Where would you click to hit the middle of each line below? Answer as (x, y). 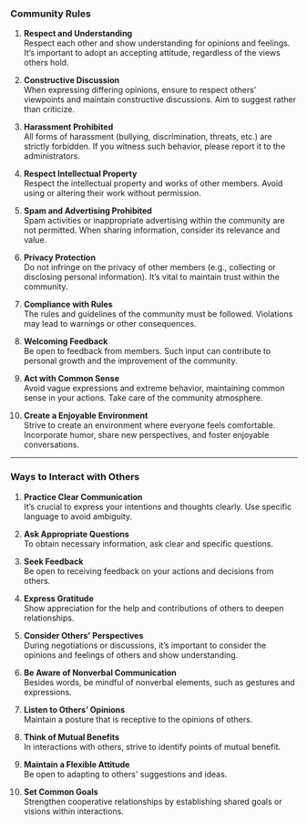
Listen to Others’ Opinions (74, 709)
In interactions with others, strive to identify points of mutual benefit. (152, 746)
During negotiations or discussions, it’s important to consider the (145, 645)
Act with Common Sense (72, 379)
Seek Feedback (53, 561)
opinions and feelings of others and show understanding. (131, 654)
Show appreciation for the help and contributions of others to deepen (153, 608)
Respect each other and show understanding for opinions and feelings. (157, 43)
